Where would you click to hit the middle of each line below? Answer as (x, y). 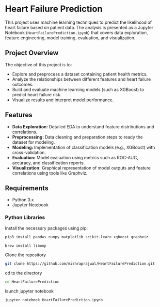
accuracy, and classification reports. (48, 163)
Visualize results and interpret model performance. (63, 100)
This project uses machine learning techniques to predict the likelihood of (79, 22)
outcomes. (23, 84)
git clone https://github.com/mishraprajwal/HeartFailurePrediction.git (80, 264)
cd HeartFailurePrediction (32, 282)
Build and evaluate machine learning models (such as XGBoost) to (78, 89)
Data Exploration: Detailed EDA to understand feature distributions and (83, 126)
